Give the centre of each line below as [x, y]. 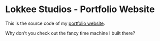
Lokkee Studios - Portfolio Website [80, 9]
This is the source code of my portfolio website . [55, 23]
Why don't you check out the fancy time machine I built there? [70, 33]
